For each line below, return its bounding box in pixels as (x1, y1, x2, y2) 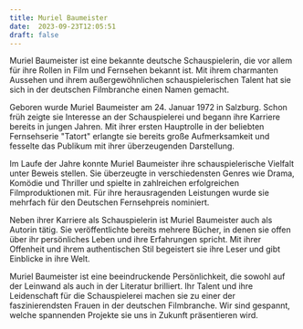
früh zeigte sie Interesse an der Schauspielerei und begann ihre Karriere (9, 111, 281, 123)
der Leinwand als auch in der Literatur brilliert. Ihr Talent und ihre (9, 281, 254, 292)
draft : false (9, 30, 59, 39)
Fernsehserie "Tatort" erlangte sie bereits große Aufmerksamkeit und (9, 131, 270, 142)
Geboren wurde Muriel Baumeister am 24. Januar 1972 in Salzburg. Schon (9, 102, 287, 113)
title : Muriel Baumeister (9, 13, 108, 23)
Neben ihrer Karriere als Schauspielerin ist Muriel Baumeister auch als (9, 215, 273, 226)
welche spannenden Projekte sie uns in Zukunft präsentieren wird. (9, 310, 258, 321)
